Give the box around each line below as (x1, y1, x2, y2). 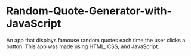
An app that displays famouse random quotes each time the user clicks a (6, 36, 186, 43)
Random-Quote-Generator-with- (6, 4, 172, 18)
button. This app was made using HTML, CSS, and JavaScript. (6, 43, 159, 50)
